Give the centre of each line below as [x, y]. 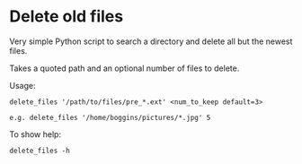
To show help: [35, 134]
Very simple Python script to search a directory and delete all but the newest [151, 41]
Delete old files [67, 17]
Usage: [22, 85]
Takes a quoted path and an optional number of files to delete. [124, 68]
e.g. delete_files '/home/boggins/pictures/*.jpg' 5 [110, 117]
